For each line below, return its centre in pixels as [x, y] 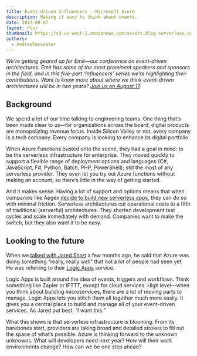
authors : [17, 39]
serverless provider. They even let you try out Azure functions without [91, 173]
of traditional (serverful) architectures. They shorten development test [91, 210]
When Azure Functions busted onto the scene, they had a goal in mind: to [95, 149]
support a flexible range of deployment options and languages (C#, [87, 161]
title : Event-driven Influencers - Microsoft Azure [70, 11]
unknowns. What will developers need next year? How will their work [89, 340]
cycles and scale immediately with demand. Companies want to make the [95, 216]
